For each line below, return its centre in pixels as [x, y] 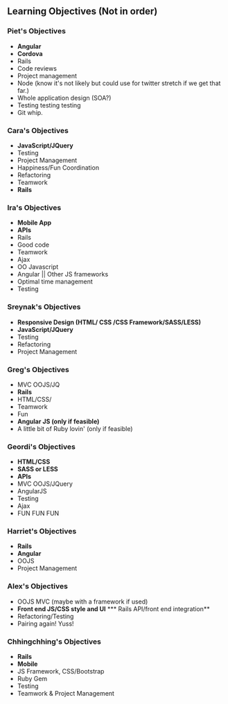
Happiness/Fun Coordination [58, 167]
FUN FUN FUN [38, 513]
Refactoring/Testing [45, 616]
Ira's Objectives [34, 207]
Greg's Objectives [38, 369]
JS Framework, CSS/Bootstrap [61, 671]
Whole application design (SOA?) [64, 98]
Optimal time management [55, 282]
